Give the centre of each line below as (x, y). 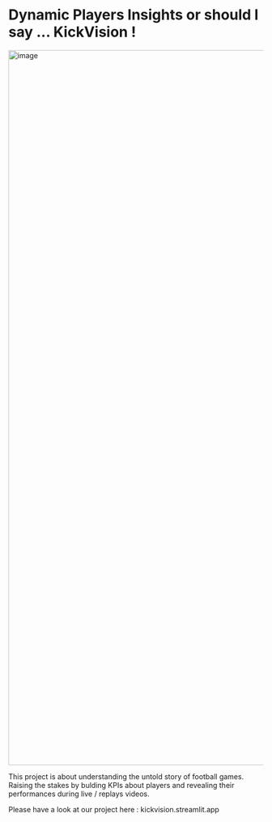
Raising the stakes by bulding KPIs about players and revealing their (121, 785)
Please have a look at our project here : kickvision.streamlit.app (114, 809)
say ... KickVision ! (72, 32)
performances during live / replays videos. (79, 794)
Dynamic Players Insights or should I (134, 15)
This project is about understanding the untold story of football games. (126, 776)
